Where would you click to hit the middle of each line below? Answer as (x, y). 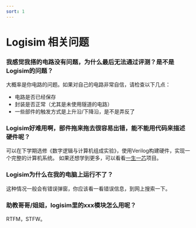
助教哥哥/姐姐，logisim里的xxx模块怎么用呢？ (71, 205)
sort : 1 (16, 11)
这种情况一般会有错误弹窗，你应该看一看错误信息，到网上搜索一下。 (88, 188)
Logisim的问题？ (30, 71)
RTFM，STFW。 (26, 219)
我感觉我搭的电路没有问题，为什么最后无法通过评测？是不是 (90, 62)
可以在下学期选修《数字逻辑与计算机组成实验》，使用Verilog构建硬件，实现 (96, 151)
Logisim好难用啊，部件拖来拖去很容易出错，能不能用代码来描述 (96, 128)
